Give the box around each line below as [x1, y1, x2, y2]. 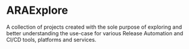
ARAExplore [6, 4, 68, 17]
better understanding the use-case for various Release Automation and [6, 29, 184, 36]
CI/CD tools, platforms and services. [6, 36, 97, 43]
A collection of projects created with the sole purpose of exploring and [6, 23, 182, 30]
